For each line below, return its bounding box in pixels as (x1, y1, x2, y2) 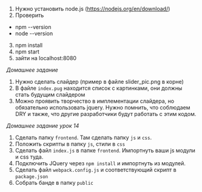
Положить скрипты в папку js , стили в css (15, 140, 126, 148)
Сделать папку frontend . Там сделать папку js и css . (15, 134, 152, 141)
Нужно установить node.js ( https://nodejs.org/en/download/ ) (15, 5, 170, 12)
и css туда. (15, 153, 44, 160)
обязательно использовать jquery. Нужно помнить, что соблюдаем (15, 104, 190, 111)
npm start (15, 48, 39, 55)
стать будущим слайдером (15, 91, 86, 98)
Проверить (15, 12, 44, 19)
